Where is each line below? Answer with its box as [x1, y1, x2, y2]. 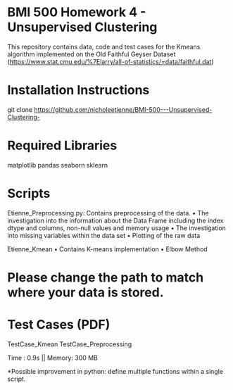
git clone [7, 105, 33, 113]
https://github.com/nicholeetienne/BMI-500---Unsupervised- [34, 105, 213, 113]
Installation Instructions [7, 82, 150, 99]
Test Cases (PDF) [7, 317, 111, 333]
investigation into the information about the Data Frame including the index [7, 216, 224, 225]
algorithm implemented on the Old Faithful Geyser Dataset [7, 50, 176, 58]
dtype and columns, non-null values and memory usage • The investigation [7, 223, 227, 232]
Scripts [7, 186, 51, 201]
